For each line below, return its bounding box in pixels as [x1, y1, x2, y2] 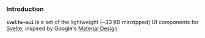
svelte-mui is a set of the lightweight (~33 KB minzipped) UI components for [6, 19, 199, 26]
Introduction [6, 5, 44, 13]
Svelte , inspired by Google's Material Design [6, 25, 118, 32]
